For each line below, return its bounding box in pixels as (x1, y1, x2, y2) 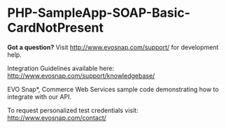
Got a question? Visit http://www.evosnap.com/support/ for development (7, 43, 219, 51)
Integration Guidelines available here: (7, 64, 115, 72)
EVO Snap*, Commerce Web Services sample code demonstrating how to (7, 85, 219, 93)
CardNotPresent (7, 20, 104, 36)
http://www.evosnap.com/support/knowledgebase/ (7, 72, 155, 80)
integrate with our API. (7, 93, 72, 101)
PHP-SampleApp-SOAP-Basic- (7, 5, 191, 21)
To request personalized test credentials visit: (7, 106, 139, 114)
